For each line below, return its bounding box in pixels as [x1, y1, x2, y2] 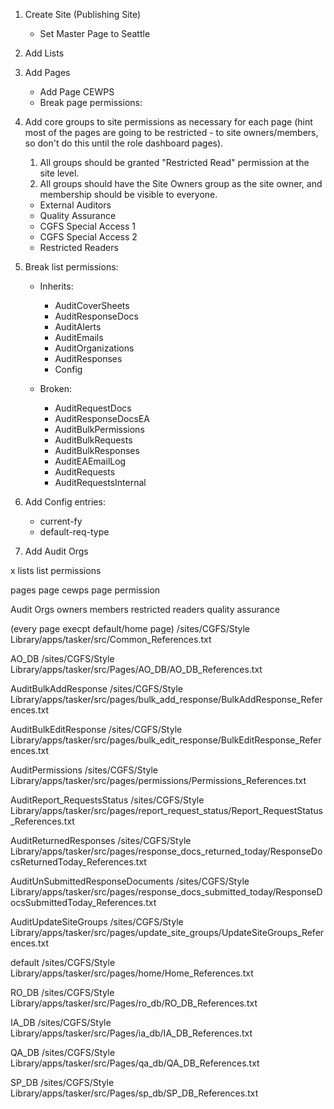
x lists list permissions [10, 565, 102, 576]
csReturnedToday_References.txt [10, 856, 147, 868]
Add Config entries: [24, 496, 106, 508]
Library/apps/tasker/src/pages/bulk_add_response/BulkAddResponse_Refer [10, 694, 323, 705]
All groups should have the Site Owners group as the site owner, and [39, 178, 323, 189]
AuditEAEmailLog [54, 455, 127, 467]
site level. [39, 167, 80, 179]
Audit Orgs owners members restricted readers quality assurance [10, 604, 280, 615]
